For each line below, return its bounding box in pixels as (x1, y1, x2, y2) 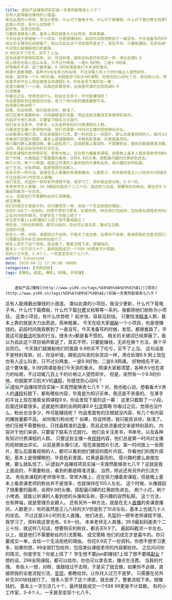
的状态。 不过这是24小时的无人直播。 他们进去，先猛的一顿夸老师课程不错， (5, 512, 166, 518)
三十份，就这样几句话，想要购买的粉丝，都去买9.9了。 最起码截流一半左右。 (5, 525, 166, 531)
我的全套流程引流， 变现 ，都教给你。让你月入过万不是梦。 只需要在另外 (14, 570, 164, 576)
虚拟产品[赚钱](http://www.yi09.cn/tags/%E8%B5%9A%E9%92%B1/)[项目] (14, 285, 158, 290)
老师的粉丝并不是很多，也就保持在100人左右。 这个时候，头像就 (27, 480, 162, 486)
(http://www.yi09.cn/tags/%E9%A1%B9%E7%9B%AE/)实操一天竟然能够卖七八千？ (5, 291, 158, 296)
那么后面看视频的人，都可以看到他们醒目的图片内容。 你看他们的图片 (14, 448, 159, 454)
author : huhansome (5, 256, 45, 261)
